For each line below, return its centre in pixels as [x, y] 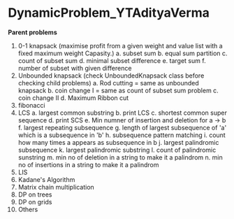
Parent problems [33, 32]
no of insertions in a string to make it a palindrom [88, 164]
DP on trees [35, 195]
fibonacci [31, 105]
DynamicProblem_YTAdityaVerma [109, 13]
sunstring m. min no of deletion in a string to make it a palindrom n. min [120, 157]
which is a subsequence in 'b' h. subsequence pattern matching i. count [122, 135]
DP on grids [35, 202]
